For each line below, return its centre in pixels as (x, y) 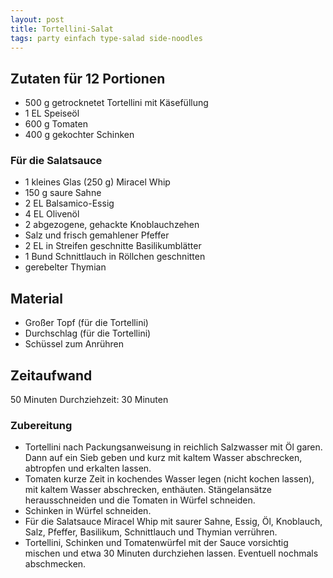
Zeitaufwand (51, 375)
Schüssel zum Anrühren (74, 344)
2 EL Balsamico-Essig (69, 203)
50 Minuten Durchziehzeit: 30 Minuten (89, 400)
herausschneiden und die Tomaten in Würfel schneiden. (140, 500)
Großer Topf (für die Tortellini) (86, 323)
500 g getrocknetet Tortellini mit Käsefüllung (116, 103)
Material (36, 298)
